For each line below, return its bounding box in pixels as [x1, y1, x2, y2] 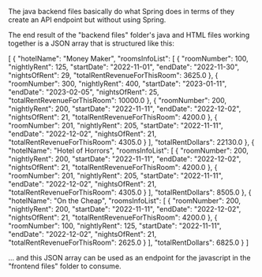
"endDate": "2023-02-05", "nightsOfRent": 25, [8, 87, 159, 97]
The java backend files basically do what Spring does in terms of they [8, 7, 235, 16]
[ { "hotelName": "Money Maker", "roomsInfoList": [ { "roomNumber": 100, [8, 54, 249, 63]
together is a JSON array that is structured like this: [8, 39, 175, 48]
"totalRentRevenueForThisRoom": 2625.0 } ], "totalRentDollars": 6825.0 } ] [8, 238, 249, 247]
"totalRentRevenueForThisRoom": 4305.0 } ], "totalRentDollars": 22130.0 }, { [8, 138, 255, 146]
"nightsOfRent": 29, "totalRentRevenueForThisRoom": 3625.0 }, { [8, 71, 219, 79]
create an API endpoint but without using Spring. [8, 15, 167, 24]
